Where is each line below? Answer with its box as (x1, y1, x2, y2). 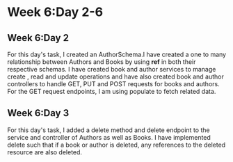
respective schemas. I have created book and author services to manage (7, 65, 216, 73)
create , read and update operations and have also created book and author (7, 72, 224, 81)
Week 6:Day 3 (7, 107, 70, 119)
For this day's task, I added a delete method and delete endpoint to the (7, 126, 210, 134)
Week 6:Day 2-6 (7, 4, 103, 20)
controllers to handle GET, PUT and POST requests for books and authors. (7, 80, 220, 88)
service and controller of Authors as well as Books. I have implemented (7, 133, 211, 141)
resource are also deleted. (7, 147, 82, 156)
